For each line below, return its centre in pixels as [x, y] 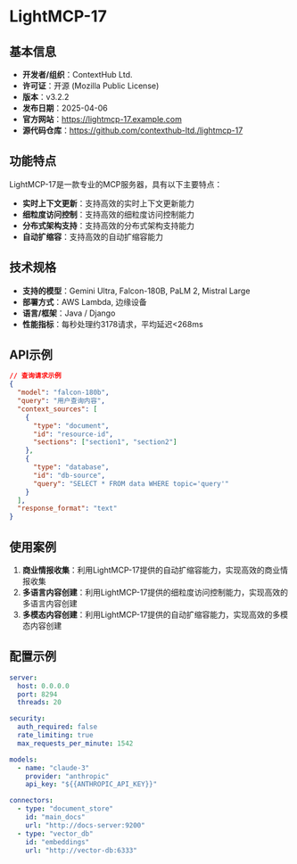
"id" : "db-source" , [69, 475]
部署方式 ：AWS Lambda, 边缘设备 [84, 301]
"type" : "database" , [71, 467]
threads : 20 [40, 703]
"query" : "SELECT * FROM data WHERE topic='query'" [131, 483]
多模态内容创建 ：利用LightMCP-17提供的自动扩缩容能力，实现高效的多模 [155, 614]
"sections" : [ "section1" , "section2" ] [105, 442]
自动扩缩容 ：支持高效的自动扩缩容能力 [92, 236]
